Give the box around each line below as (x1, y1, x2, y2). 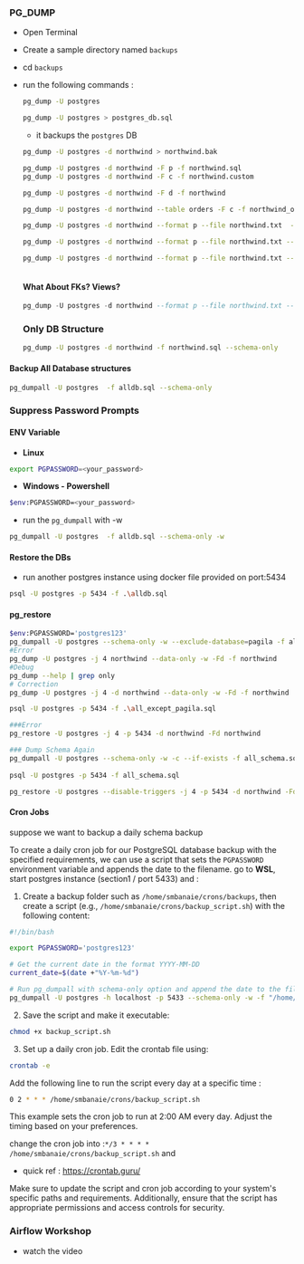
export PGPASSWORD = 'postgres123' (9, 943, 136, 953)
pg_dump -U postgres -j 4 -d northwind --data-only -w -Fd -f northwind (9, 688, 290, 697)
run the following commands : (22, 80, 134, 91)
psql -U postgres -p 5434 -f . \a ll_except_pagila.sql (9, 704, 217, 713)
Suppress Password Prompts (9, 405, 140, 417)
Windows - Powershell (22, 481, 110, 492)
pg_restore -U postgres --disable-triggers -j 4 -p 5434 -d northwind (9, 787, 281, 796)
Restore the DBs (9, 551, 71, 562)
